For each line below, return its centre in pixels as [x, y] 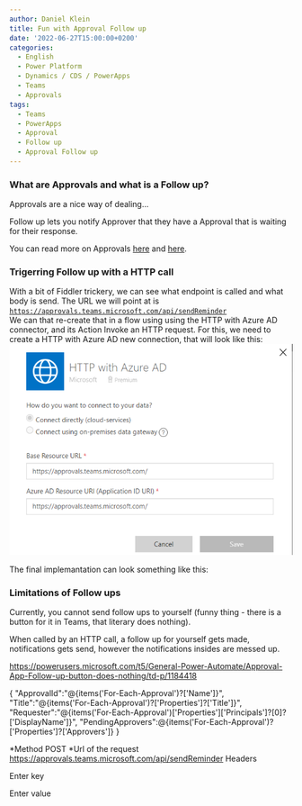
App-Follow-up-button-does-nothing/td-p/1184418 [103, 676]
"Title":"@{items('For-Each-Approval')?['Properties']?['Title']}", [126, 703]
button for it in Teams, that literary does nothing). [100, 622]
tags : [19, 104]
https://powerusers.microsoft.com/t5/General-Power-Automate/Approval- [146, 666]
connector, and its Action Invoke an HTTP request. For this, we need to [140, 330]
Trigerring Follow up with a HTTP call [92, 272]
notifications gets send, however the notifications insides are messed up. [145, 649]
